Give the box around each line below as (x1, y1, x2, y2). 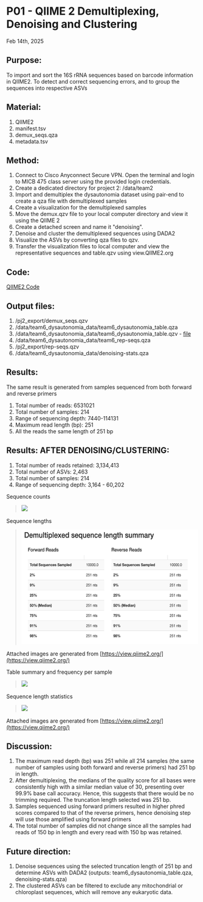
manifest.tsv (15, 124, 47, 132)
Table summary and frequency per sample (6, 668, 112, 676)
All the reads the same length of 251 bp (15, 427, 114, 435)
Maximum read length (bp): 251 (15, 421, 94, 428)
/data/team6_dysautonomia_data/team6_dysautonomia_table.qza (15, 323, 178, 331)
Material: (6, 102, 41, 112)
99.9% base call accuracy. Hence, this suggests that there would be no (15, 790, 194, 797)
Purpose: (6, 55, 42, 65)
